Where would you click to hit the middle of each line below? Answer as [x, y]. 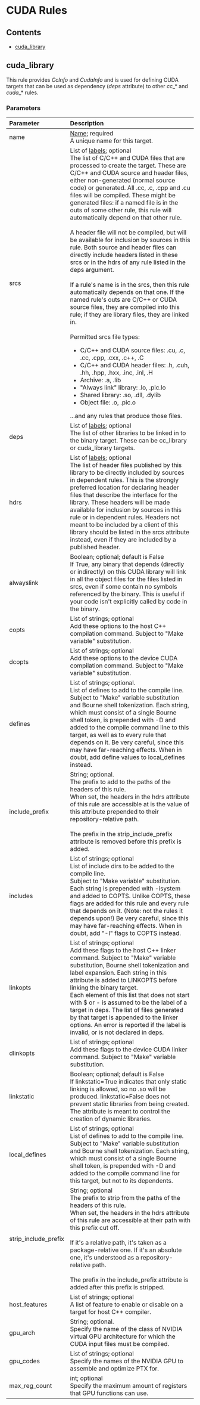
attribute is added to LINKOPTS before [124, 980]
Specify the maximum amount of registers [129, 1386]
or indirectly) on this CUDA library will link [128, 572]
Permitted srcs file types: [105, 337]
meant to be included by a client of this [124, 525]
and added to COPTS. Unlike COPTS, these [130, 896]
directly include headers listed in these [124, 255]
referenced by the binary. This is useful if [127, 594]
